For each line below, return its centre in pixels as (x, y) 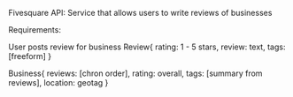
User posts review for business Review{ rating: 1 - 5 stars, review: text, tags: (147, 47)
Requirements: (35, 30)
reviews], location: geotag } (58, 82)
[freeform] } (30, 56)
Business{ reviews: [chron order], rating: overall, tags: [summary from (135, 73)
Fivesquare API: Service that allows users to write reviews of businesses (140, 13)
